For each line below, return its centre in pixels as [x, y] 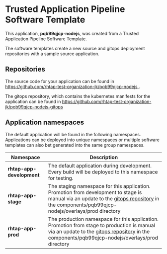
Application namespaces [45, 123]
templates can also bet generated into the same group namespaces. [75, 145]
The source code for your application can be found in [60, 81]
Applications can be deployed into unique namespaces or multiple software [83, 140]
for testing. [61, 178]
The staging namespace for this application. [99, 186]
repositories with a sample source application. [52, 54]
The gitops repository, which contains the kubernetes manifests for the [78, 96]
